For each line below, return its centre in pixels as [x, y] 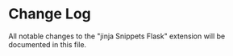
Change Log [50, 14]
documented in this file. [48, 44]
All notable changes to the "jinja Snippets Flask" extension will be [117, 36]
